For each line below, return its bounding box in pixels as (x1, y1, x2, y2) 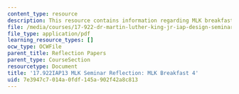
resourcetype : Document (7, 63, 78, 70)
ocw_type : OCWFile (7, 43, 62, 50)
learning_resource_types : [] (7, 37, 94, 44)
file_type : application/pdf (7, 30, 91, 37)
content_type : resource (7, 10, 78, 18)
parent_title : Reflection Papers (7, 50, 107, 57)
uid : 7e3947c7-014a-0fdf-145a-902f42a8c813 (7, 76, 139, 83)
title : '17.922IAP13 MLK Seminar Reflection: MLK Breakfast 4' (7, 69, 199, 76)
